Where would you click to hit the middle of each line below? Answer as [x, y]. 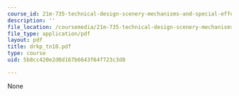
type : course [27, 54]
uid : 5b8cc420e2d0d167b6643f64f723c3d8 [67, 60]
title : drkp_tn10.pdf [39, 47]
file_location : [30, 27]
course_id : [23, 14]
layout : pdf [25, 40]
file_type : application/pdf [49, 34]
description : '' [31, 20]
